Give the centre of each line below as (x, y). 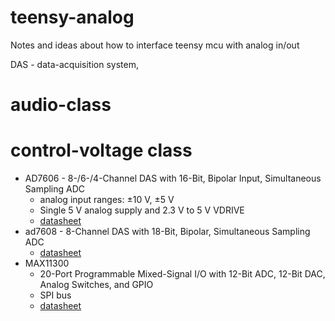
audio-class (61, 105)
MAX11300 (47, 263)
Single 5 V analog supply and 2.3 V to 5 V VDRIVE (142, 210)
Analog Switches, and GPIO (96, 285)
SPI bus (55, 295)
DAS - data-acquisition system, (74, 64)
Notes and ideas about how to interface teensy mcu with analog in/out (155, 45)
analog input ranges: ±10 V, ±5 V (107, 200)
